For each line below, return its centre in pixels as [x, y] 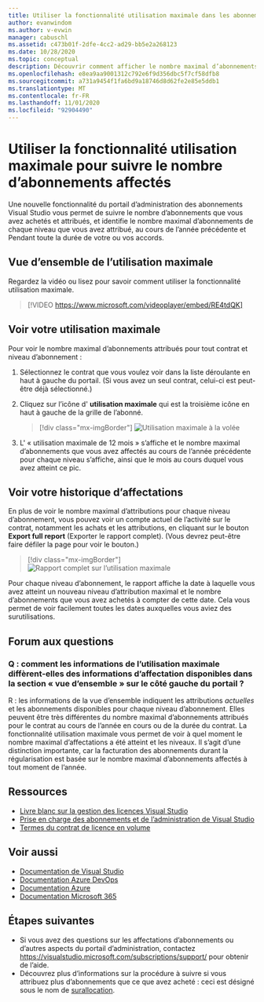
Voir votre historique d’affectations [95, 492]
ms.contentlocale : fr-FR [49, 96]
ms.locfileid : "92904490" [50, 111]
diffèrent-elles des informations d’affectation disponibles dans [130, 674]
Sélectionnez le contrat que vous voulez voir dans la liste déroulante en [135, 372]
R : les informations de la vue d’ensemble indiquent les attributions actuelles [131, 700]
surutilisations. [32, 616]
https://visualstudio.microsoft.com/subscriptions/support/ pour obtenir [134, 956]
